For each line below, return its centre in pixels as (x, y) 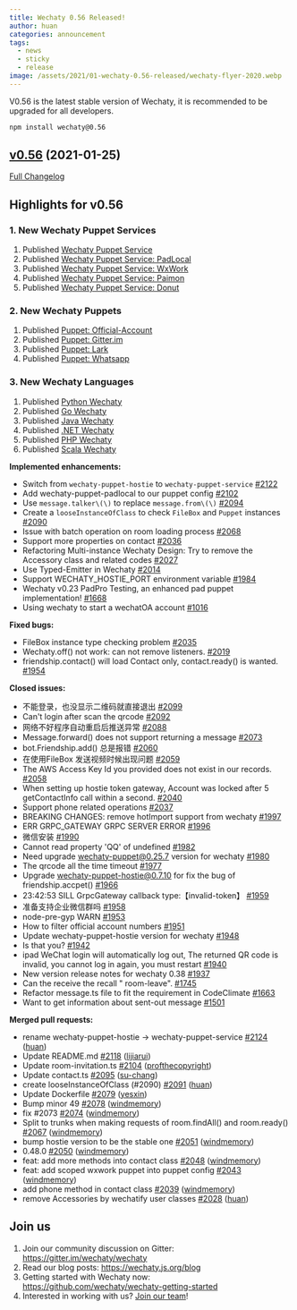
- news (30, 51)
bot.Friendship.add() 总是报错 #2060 (90, 747)
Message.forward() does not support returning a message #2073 (142, 737)
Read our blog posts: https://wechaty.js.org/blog (111, 1267)
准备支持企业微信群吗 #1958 (74, 906)
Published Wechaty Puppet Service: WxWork (105, 268)
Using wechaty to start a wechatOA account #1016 (115, 607)
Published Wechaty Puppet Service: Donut (101, 288)
